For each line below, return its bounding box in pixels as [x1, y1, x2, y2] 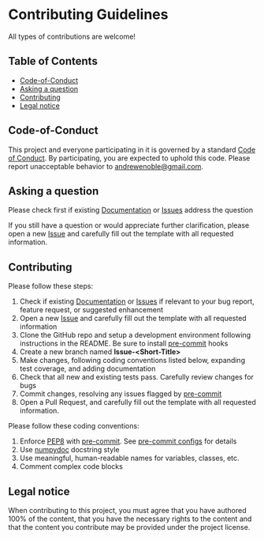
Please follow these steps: [8, 281, 93, 291]
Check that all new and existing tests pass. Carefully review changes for [19, 372, 255, 382]
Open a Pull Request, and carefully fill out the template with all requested [19, 398, 256, 407]
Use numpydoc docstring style [19, 445, 120, 455]
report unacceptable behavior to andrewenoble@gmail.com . [8, 161, 203, 171]
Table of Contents [8, 55, 99, 68]
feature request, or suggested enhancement [19, 305, 164, 315]
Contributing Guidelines [8, 6, 169, 24]
